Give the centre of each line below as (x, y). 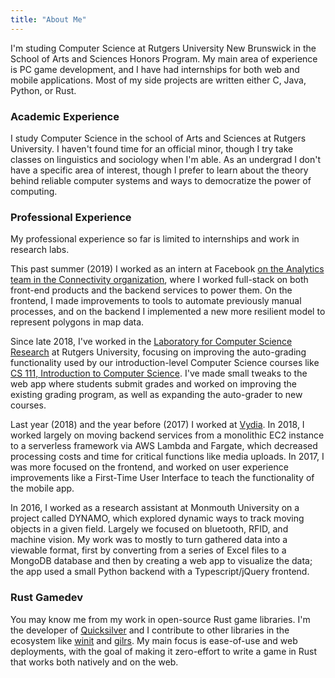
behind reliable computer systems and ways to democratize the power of (161, 180)
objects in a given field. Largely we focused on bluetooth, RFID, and (149, 529)
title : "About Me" (48, 19)
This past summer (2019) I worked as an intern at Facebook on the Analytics (167, 269)
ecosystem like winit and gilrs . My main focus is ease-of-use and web (154, 640)
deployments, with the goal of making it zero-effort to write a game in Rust (164, 651)
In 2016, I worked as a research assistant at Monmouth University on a (155, 508)
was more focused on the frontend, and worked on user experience (149, 467)
